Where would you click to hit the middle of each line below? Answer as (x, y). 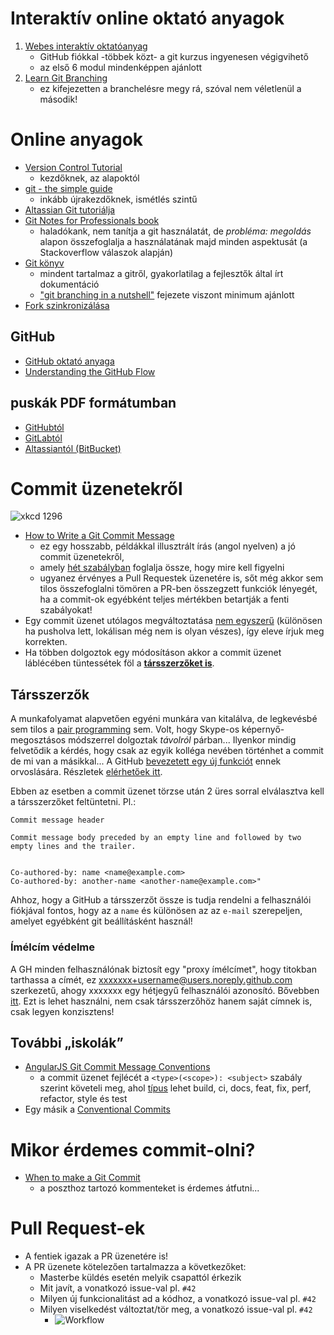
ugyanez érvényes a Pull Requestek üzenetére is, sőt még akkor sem (181, 578)
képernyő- (263, 729)
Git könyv (44, 263)
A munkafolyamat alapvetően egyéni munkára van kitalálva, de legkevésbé (164, 719)
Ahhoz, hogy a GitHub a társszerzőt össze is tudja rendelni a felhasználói (161, 900)
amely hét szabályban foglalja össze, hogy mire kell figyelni (162, 568)
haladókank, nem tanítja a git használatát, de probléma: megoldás (175, 231)
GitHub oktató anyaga (69, 361)
